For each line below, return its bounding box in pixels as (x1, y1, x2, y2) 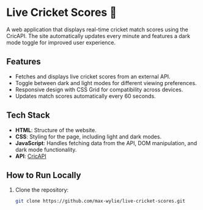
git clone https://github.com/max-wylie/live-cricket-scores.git (15, 198, 185, 204)
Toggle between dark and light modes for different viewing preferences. (15, 79, 197, 86)
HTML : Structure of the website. (15, 126, 97, 133)
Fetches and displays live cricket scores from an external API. (15, 73, 171, 80)
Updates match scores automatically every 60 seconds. (15, 92, 156, 100)
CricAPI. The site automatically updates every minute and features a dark (6, 32, 191, 39)
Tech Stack (6, 110, 50, 121)
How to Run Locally (6, 170, 81, 180)
